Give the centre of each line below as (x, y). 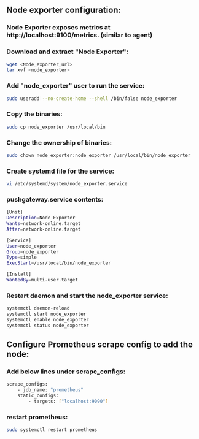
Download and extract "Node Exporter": (68, 52)
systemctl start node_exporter (46, 314)
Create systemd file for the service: (60, 171)
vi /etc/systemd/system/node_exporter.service (67, 184)
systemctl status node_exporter (48, 325)
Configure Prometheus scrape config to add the (100, 345)
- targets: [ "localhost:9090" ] (68, 402)
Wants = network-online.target (44, 224)
